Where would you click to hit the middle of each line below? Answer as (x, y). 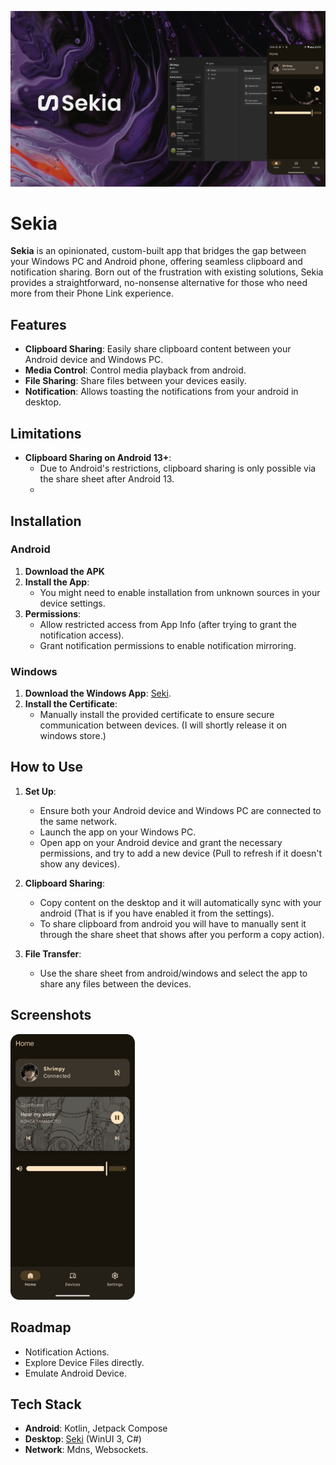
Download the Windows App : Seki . (98, 693)
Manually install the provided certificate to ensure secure (157, 715)
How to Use (47, 767)
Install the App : (57, 582)
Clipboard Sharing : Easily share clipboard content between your (158, 349)
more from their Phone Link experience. (92, 293)
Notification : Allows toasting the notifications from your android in (161, 392)
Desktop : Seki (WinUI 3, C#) (83, 1439)
